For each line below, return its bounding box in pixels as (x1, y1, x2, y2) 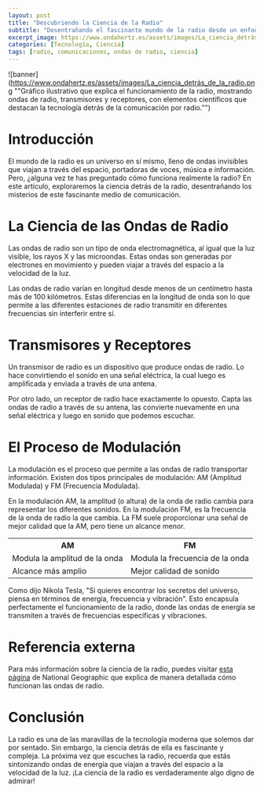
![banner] (8, 70, 38, 79)
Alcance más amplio (12, 565, 87, 576)
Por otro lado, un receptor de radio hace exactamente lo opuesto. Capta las (8, 394, 252, 403)
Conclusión (8, 708, 85, 726)
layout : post (8, 11, 51, 20)
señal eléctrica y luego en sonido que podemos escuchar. (8, 410, 196, 420)
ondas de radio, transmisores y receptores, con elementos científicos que (8, 95, 247, 104)
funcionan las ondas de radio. (8, 680, 104, 690)
